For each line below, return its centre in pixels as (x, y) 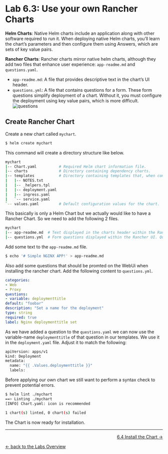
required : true (21, 317)
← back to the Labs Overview (35, 446)
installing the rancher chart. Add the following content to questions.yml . (79, 271)
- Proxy (13, 289)
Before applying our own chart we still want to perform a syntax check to (80, 380)
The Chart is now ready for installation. (45, 422)
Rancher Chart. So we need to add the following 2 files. (62, 219)
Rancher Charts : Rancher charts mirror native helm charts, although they (80, 59)
